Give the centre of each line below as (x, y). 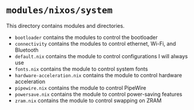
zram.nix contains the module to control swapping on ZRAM (88, 100)
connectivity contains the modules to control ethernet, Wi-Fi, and (95, 43)
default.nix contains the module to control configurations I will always (101, 56)
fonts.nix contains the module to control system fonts (81, 69)
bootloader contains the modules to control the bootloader (86, 37)
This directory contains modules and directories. (65, 26)
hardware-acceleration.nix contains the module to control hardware (98, 75)
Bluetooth (26, 50)
